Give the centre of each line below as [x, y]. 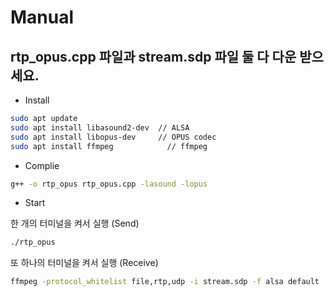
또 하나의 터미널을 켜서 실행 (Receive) [84, 263]
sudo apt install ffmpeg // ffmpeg [109, 146]
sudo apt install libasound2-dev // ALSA [100, 127]
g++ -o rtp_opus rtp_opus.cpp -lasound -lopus [109, 184]
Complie [42, 165]
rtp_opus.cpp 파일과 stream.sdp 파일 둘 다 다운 [153, 56]
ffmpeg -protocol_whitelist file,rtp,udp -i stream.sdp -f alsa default [165, 282]
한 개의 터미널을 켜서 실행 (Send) [75, 223]
